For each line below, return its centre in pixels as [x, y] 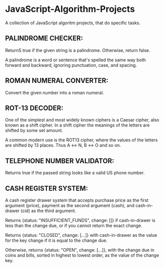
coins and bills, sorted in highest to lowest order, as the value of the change [82, 255]
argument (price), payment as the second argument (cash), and [70, 205]
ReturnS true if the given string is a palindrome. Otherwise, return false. [78, 50]
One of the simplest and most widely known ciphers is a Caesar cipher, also [82, 120]
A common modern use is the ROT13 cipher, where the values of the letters [82, 140]
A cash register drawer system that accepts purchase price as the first [77, 200]
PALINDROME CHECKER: [44, 38]
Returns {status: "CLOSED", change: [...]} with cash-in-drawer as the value [81, 235]
